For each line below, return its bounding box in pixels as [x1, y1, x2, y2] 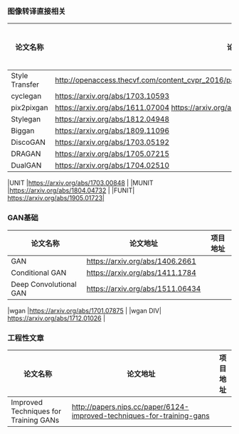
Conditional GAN [11, 268, 67, 278]
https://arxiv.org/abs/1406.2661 [86, 256, 197, 266]
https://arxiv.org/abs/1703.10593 [55, 91, 169, 101]
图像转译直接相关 [7, 6, 66, 16]
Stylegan [11, 114, 41, 124]
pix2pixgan [11, 103, 48, 113]
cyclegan [11, 91, 42, 101]
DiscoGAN [11, 137, 46, 147]
